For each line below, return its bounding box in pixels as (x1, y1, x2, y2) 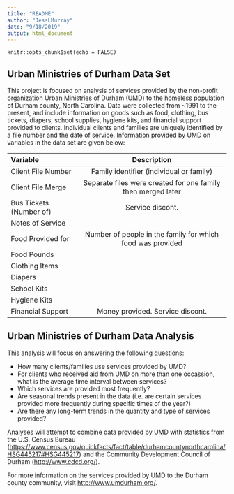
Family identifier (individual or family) (91, 167, 213, 177)
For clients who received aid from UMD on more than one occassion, (17, 370, 215, 378)
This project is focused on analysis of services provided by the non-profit (7, 87, 218, 95)
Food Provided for (10, 234, 70, 244)
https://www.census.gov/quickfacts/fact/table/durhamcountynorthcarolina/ (9, 442, 226, 451)
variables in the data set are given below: (7, 138, 125, 147)
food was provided (120, 238, 183, 248)
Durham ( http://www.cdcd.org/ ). (7, 457, 100, 465)
